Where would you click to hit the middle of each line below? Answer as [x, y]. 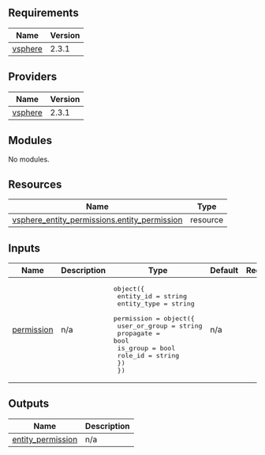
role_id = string [148, 356]
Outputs [29, 404]
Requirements [43, 13]
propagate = [138, 334]
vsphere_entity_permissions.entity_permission [97, 220]
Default [224, 271]
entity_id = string [152, 296]
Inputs [24, 248]
